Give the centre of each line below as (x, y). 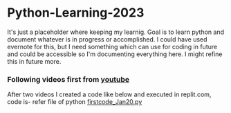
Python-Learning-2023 (76, 13)
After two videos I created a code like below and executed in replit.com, (109, 94)
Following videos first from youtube (68, 79)
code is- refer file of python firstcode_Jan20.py (75, 102)
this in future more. (34, 61)
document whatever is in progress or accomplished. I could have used (107, 39)
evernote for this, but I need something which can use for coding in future (112, 46)
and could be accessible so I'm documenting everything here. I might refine (115, 54)
